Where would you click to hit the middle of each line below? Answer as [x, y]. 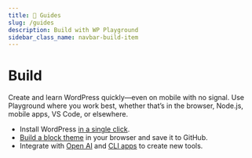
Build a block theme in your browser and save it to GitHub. [113, 138]
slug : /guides [31, 23]
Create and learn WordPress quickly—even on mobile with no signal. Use [126, 98]
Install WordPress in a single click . [75, 129]
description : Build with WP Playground [73, 30]
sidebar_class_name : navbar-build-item [73, 37]
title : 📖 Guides [35, 15]
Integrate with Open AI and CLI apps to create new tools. [111, 146]
